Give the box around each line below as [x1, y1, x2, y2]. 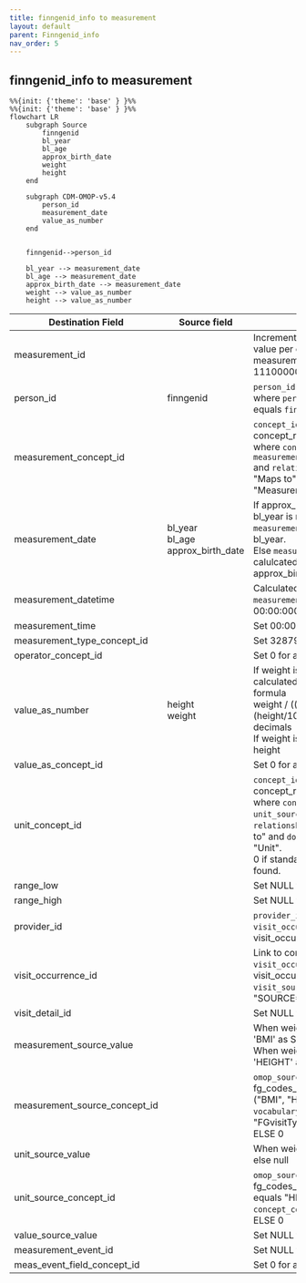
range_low [14, 879, 59, 892]
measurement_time [14, 620, 97, 632]
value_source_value [14, 1229, 98, 1242]
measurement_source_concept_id [14, 1099, 159, 1112]
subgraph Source [25, 120, 88, 130]
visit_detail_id [14, 1007, 72, 1020]
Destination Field [48, 316, 125, 329]
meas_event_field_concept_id [14, 1258, 140, 1271]
